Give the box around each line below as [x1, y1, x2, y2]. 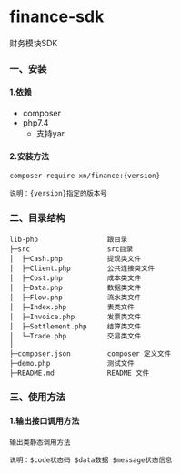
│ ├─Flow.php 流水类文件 [9, 293, 142, 302]
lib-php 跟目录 [9, 235, 128, 244]
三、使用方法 [9, 391, 66, 404]
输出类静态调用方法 [9, 438, 71, 447]
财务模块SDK [9, 37, 58, 48]
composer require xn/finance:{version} [9, 171, 161, 181]
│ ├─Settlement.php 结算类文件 [9, 321, 142, 331]
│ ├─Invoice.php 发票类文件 [9, 312, 142, 321]
